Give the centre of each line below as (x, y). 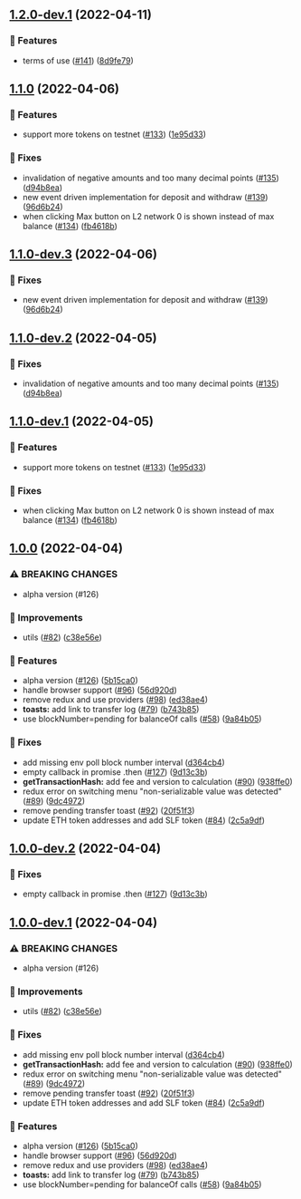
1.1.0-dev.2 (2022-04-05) (83, 338)
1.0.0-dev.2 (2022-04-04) (85, 848)
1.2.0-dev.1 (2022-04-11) (80, 15)
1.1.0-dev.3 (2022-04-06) (84, 254)
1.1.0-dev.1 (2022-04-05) (81, 422)
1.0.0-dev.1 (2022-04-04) (84, 922)
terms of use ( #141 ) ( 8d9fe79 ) (78, 60)
